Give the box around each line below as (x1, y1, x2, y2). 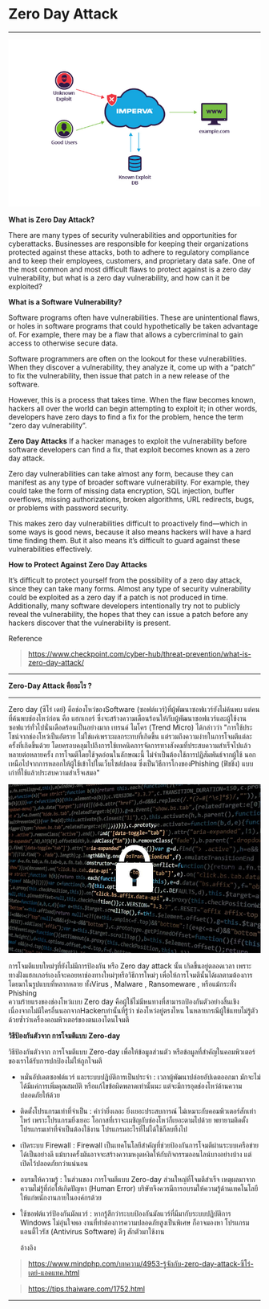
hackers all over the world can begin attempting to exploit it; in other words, (8, 403, 258, 413)
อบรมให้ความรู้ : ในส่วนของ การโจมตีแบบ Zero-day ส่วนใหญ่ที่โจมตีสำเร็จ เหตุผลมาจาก (19, 1174, 256, 1184)
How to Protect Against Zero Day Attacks (8, 559, 148, 569)
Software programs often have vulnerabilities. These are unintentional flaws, (8, 313, 260, 322)
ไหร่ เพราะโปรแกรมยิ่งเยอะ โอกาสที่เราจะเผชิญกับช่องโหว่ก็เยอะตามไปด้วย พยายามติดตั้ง (19, 1115, 249, 1125)
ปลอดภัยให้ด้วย (19, 1090, 60, 1099)
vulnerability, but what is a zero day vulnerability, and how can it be (8, 272, 231, 282)
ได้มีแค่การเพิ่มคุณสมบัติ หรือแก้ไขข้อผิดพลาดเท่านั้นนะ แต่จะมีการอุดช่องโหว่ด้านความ (19, 1081, 243, 1090)
